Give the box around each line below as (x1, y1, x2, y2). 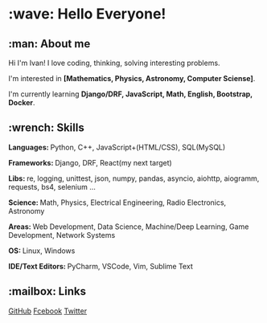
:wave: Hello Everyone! (8, 5, 166, 23)
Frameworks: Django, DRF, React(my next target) (8, 157, 173, 167)
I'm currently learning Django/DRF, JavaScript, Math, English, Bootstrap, (8, 89, 253, 99)
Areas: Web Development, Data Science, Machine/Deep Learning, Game (8, 222, 249, 231)
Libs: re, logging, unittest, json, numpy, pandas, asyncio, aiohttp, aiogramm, (8, 174, 260, 183)
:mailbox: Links (8, 284, 87, 298)
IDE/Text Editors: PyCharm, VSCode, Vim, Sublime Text (8, 261, 193, 271)
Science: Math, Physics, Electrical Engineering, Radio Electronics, (8, 198, 227, 207)
